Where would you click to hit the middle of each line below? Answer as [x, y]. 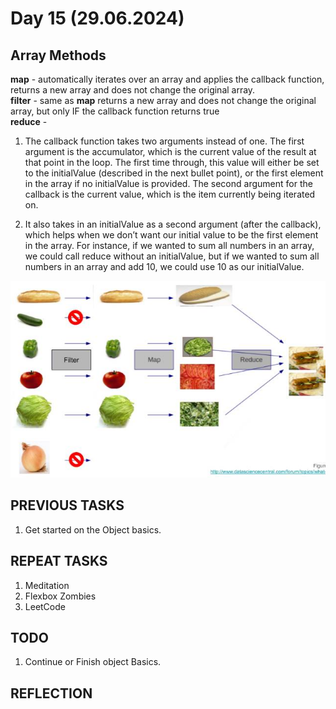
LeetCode [45, 606]
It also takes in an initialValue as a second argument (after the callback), [173, 224]
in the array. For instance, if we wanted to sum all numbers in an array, [169, 245]
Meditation [47, 585]
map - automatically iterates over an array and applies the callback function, [167, 79]
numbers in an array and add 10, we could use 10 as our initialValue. [164, 266]
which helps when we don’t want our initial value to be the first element [171, 235]
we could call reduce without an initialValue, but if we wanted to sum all [172, 256]
